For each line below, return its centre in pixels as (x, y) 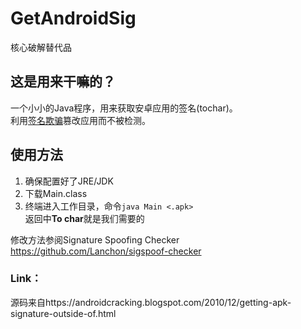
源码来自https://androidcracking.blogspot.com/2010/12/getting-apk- (151, 302)
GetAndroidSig (73, 18)
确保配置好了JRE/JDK (69, 181)
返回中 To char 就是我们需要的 (84, 218)
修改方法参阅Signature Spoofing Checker (95, 239)
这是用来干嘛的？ (63, 82)
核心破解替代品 (41, 47)
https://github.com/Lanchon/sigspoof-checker (106, 251)
